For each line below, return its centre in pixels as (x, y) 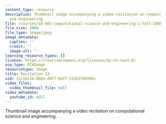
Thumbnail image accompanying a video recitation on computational (75, 111)
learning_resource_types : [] (35, 56)
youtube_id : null (27, 97)
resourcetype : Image (26, 70)
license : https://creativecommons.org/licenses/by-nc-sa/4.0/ (70, 60)
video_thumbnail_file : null (39, 88)
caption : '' (22, 42)
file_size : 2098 (22, 28)
